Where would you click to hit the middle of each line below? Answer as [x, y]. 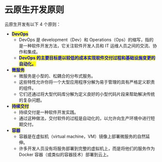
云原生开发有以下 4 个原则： [33, 24]
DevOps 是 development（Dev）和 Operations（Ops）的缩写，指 [84, 40]
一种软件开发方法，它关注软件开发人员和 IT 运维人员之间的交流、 [88, 45]
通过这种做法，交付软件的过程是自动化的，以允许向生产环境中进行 [85, 118]
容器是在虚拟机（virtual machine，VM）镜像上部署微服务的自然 [82, 136]
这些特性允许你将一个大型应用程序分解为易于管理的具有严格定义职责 [87, 82]
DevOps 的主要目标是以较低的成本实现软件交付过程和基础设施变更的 [87, 58]
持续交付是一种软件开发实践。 [49, 112]
